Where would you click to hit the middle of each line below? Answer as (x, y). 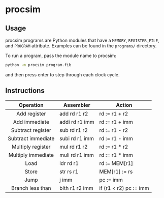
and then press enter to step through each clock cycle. (62, 74)
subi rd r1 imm (77, 138)
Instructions (25, 91)
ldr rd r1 (69, 163)
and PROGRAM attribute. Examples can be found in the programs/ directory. (81, 46)
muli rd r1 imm (76, 155)
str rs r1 (69, 172)
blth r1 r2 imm (76, 188)
